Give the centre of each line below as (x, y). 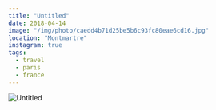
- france (30, 75)
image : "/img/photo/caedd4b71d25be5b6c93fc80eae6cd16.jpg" (109, 30)
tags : (17, 53)
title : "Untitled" (39, 16)
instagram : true (35, 45)
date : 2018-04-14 (37, 23)
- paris (28, 68)
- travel (30, 61)
